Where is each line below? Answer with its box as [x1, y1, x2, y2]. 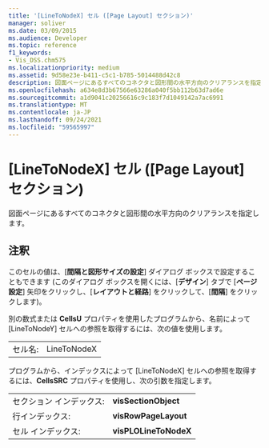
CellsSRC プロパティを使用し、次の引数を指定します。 [36, 375, 216, 385]
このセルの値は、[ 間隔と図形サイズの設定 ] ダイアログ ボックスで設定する [8, 266, 249, 276]
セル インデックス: [12, 426, 82, 437]
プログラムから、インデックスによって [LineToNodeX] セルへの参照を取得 [8, 366, 250, 375]
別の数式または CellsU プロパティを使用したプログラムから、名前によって [8, 314, 251, 323]
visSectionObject [112, 395, 180, 406]
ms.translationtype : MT [8, 101, 88, 109]
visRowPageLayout [112, 410, 187, 421]
